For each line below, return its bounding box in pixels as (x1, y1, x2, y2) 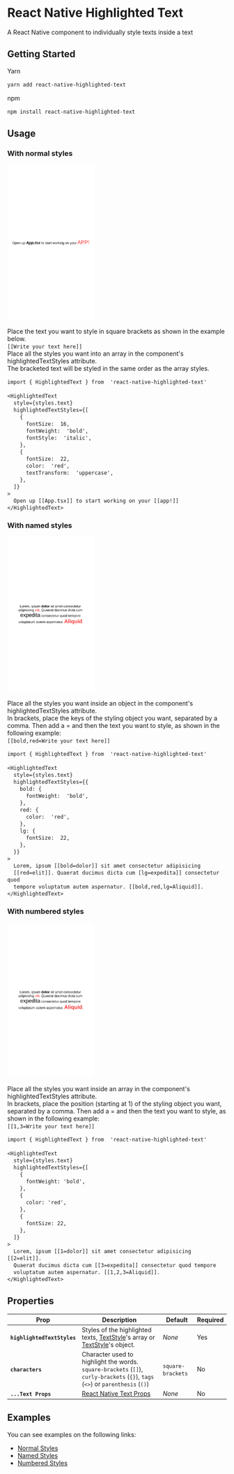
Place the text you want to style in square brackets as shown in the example (7, 327, 225, 335)
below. (7, 334, 26, 343)
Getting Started (7, 48, 76, 60)
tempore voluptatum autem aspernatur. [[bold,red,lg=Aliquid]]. (13, 883, 204, 890)
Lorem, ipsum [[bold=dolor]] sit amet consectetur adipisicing (13, 862, 201, 869)
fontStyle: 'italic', (25, 435, 92, 442)
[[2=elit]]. (7, 1255, 42, 1262)
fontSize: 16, (25, 421, 70, 428)
